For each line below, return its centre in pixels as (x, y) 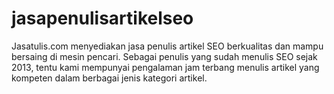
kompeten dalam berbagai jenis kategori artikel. (109, 78)
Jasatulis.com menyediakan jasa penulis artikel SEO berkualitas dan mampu (167, 46)
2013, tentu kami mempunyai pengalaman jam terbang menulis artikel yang (165, 67)
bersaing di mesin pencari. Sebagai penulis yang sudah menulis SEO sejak (164, 56)
